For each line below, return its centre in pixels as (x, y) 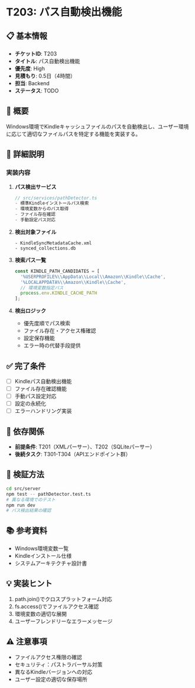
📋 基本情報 (27, 36)
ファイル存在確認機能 (40, 389)
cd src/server (24, 489)
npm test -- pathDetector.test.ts (49, 494)
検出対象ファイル (35, 232)
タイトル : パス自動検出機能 (47, 61)
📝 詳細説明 (25, 154)
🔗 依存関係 (25, 432)
